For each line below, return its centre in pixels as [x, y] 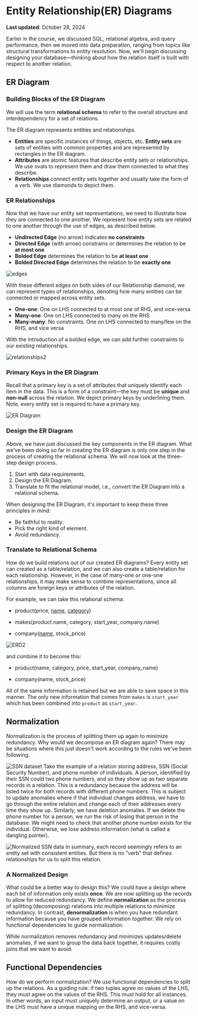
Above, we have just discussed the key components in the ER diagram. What [99, 443]
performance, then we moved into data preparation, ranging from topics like [98, 45]
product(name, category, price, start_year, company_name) [86, 668]
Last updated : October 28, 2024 [46, 27]
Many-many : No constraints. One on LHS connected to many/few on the [103, 321]
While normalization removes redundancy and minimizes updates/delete [94, 936]
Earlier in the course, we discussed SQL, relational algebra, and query [91, 38]
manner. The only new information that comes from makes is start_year [92, 697]
